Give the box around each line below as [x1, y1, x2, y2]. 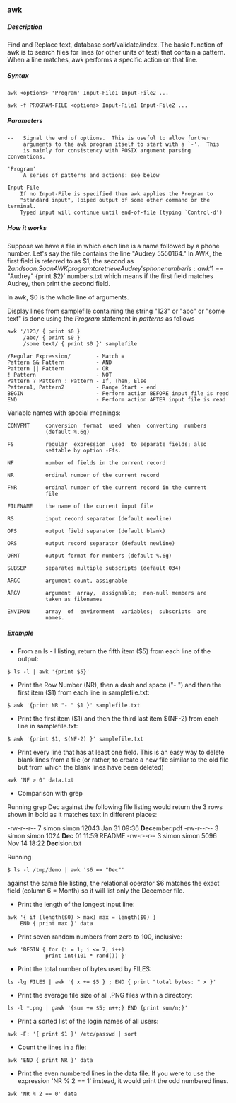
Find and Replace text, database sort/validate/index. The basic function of [7, 40, 223, 49]
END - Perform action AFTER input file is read [7, 396, 226, 403]
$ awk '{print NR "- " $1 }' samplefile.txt [7, 702, 141, 709]
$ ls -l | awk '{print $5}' [7, 668, 90, 675]
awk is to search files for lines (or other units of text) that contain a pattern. [7, 47, 226, 56]
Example [7, 629, 34, 638]
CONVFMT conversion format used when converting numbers [7, 422, 207, 429]
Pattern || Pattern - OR [7, 365, 110, 372]
